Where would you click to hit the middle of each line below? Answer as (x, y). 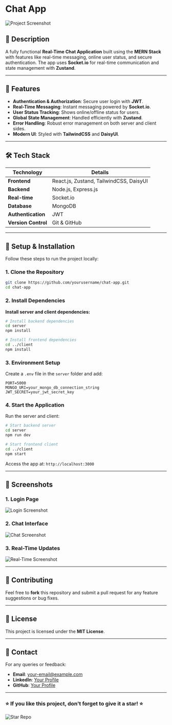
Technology (27, 172)
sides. (19, 128)
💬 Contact (21, 652)
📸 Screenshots (29, 485)
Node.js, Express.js (75, 189)
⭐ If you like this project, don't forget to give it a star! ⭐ (74, 704)
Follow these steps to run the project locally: (52, 259)
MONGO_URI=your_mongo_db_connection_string (52, 388)
